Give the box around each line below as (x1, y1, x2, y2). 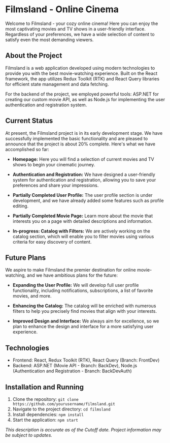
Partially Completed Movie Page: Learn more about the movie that (12, 213, 153, 219)
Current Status (5, 116, 53, 125)
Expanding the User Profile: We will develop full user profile (12, 282, 139, 288)
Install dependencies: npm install (12, 411, 84, 418)
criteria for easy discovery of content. (12, 239, 92, 245)
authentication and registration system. (5, 102, 87, 108)
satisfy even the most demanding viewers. (5, 37, 94, 43)
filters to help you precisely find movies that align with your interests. (12, 308, 157, 314)
